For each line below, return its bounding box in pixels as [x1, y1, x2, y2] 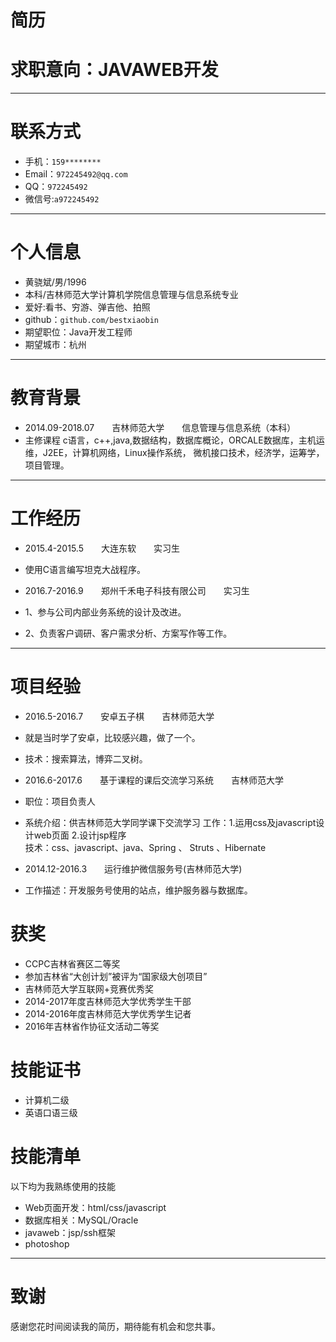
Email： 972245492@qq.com [24, 168, 128, 180]
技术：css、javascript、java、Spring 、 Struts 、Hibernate [24, 841, 267, 853]
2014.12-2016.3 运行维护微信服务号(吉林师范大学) [24, 862, 243, 875]
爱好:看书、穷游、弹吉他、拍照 [24, 301, 151, 313]
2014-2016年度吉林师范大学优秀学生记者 [24, 1007, 192, 1020]
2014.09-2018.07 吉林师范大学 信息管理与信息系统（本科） [24, 421, 297, 433]
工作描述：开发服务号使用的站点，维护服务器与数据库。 [24, 884, 253, 896]
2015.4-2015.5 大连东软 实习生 [24, 542, 180, 554]
